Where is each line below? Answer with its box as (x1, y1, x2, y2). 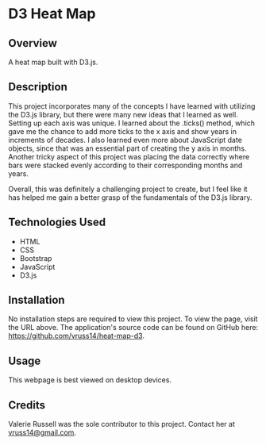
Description (8, 80, 67, 94)
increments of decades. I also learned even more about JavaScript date (8, 135, 242, 144)
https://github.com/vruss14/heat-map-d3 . (8, 331, 145, 341)
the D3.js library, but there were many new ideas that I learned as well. (8, 109, 238, 119)
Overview (8, 36, 58, 50)
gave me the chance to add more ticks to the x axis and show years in (8, 126, 237, 136)
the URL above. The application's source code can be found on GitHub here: (8, 323, 259, 332)
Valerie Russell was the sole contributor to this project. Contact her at (8, 420, 236, 429)
